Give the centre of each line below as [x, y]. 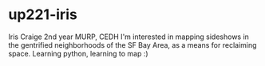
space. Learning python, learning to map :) [79, 53]
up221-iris [43, 15]
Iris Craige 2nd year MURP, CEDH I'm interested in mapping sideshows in [129, 37]
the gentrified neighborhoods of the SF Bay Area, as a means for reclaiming [132, 45]
